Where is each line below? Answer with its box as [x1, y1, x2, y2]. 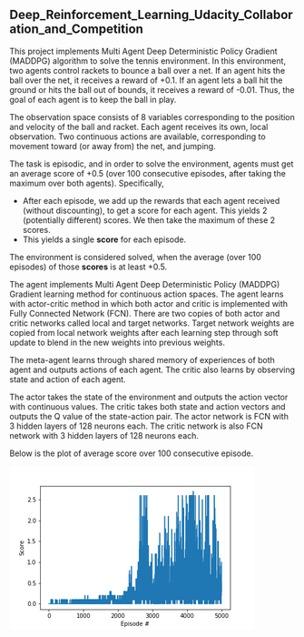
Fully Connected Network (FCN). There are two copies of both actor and [9, 308, 280, 318]
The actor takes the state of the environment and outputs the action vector [9, 391, 289, 402]
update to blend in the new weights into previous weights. [9, 337, 225, 348]
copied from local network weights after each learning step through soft [9, 327, 279, 338]
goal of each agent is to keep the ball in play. [9, 94, 177, 105]
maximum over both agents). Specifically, [9, 177, 165, 188]
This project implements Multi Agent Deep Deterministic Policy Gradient [9, 45, 279, 56]
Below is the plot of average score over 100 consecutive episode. [9, 448, 254, 459]
